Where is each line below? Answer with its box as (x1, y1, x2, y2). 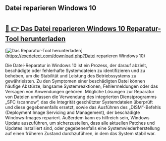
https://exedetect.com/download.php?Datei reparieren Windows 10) (6, 53, 145, 59)
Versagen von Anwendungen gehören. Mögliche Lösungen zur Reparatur (5, 89, 155, 94)
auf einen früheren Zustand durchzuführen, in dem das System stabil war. (5, 131, 156, 136)
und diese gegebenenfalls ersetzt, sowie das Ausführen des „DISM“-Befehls (5, 105, 161, 110)
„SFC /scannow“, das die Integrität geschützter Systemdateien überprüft (5, 99, 153, 105)
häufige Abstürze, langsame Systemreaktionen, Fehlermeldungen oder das (5, 83, 159, 89)
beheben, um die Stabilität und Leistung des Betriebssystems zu (5, 73, 137, 78)
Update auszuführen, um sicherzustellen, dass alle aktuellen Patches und (5, 120, 155, 126)
